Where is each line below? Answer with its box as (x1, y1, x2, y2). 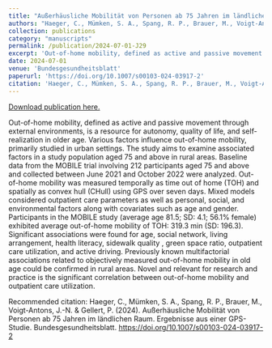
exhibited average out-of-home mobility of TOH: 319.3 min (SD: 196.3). (8, 220, 244, 231)
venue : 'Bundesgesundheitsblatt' (8, 65, 121, 73)
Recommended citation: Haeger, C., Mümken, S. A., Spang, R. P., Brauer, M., (8, 296, 263, 306)
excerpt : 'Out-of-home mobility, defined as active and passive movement (8, 49, 263, 57)
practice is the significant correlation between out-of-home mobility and (8, 272, 249, 282)
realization (8, 134, 44, 144)
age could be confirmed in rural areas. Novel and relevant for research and (8, 264, 257, 274)
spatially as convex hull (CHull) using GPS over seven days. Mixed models (8, 186, 255, 196)
